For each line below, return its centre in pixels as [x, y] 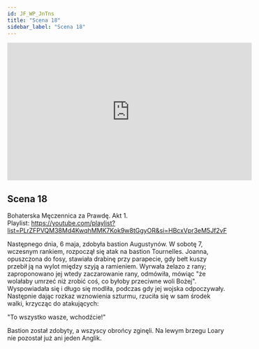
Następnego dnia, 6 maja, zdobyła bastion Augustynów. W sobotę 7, [105, 244]
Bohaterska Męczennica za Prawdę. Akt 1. [67, 216]
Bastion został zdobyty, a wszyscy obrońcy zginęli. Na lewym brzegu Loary [116, 331]
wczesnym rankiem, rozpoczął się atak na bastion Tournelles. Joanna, [108, 252]
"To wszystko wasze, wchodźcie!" [57, 317]
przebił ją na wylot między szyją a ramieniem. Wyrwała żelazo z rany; [107, 266]
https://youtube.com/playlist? [73, 223]
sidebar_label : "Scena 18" [46, 27]
